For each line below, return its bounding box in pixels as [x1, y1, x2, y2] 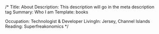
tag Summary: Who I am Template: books [5, 9, 89, 15]
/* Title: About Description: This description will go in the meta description [5, 4, 155, 10]
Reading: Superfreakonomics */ [5, 23, 69, 29]
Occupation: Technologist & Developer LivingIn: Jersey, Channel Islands [5, 19, 150, 24]
